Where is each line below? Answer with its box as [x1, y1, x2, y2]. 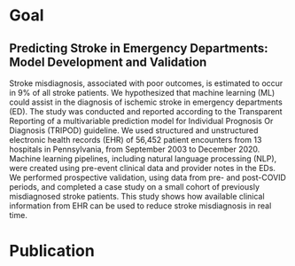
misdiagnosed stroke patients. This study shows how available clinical [9, 192, 265, 201]
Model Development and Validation [9, 54, 207, 69]
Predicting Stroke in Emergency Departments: [9, 41, 268, 56]
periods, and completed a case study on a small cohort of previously [9, 182, 260, 192]
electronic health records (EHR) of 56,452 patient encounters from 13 [9, 135, 262, 145]
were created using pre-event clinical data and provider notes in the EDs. [9, 163, 276, 173]
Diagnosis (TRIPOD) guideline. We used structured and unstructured [9, 125, 259, 136]
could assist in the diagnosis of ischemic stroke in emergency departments [9, 97, 283, 107]
